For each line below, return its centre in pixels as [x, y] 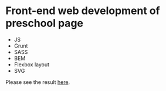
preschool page [44, 23]
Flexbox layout [32, 64]
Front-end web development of [83, 11]
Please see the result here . [38, 82]
